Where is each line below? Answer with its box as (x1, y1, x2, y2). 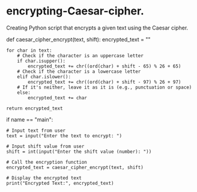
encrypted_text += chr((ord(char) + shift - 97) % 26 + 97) (28, 79, 181, 85)
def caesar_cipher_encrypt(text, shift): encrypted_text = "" (6, 36, 151, 43)
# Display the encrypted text (6, 175, 82, 181)
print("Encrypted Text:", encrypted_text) (6, 180, 114, 186)
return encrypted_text (6, 105, 63, 111)
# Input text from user (6, 128, 66, 134)
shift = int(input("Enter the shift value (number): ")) (6, 149, 152, 155)
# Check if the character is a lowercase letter (17, 68, 141, 75)
